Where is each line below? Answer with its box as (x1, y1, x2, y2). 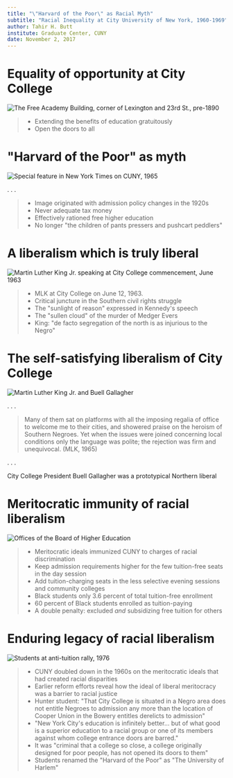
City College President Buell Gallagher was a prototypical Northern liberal (7, 471, 217, 480)
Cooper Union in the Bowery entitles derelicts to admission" (34, 711, 206, 720)
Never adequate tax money (34, 206, 112, 214)
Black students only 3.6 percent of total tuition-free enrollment (34, 592, 213, 600)
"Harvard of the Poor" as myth (7, 149, 187, 165)
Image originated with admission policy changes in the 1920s (34, 199, 209, 207)
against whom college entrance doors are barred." (34, 734, 179, 742)
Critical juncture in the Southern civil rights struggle (34, 296, 182, 305)
